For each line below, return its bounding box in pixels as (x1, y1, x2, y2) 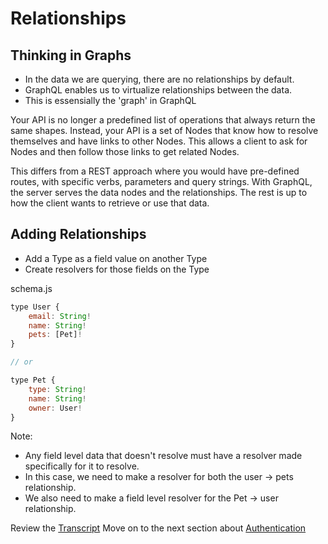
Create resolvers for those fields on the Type (24, 263, 210, 275)
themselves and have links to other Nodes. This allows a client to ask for (10, 135, 308, 147)
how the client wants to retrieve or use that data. (10, 197, 210, 209)
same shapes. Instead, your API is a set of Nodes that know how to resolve (10, 125, 319, 136)
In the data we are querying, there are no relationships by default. (24, 73, 295, 85)
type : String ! (28, 384, 87, 394)
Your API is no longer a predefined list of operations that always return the (10, 114, 316, 126)
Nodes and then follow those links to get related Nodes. (10, 146, 240, 157)
